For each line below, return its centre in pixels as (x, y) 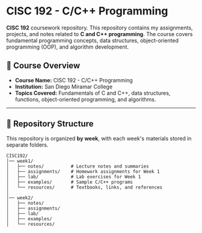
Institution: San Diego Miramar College (64, 86)
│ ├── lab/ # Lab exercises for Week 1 (74, 177)
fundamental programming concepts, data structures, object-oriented (93, 40)
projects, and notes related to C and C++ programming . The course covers (99, 34)
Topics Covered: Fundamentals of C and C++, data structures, (93, 93)
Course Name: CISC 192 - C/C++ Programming (74, 80)
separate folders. (27, 145)
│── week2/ (20, 198)
